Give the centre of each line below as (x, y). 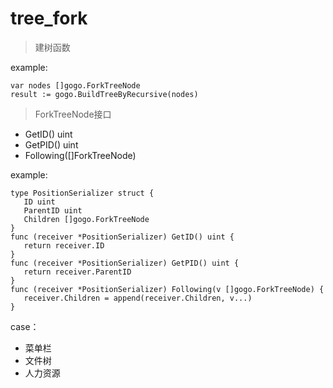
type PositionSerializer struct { (82, 193)
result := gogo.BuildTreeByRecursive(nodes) (104, 94)
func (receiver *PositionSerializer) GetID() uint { (122, 237)
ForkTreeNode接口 (73, 114)
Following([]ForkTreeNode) (80, 155)
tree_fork (49, 18)
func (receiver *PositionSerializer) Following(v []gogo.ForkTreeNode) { (167, 289)
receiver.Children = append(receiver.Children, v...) (138, 298)
